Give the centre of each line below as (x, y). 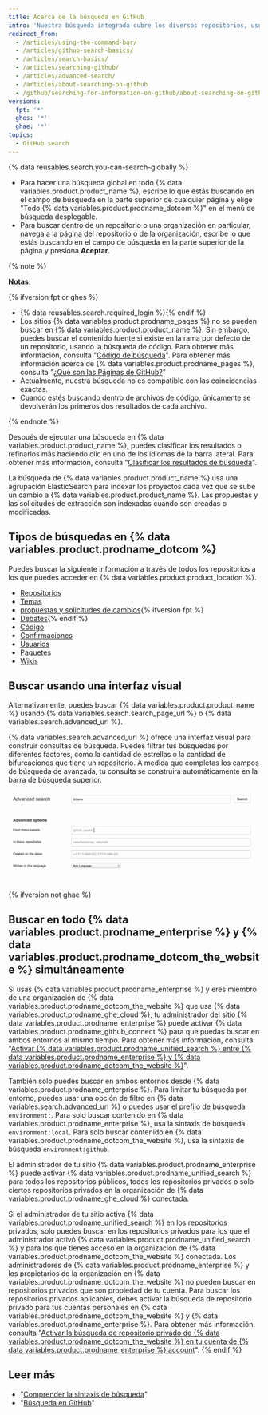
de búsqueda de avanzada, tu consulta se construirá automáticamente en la (133, 771)
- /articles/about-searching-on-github (82, 84)
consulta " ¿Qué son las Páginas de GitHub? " (93, 372)
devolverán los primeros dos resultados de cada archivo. (113, 406)
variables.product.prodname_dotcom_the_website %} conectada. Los (122, 1256)
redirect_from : (33, 34)
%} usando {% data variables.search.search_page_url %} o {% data (120, 713)
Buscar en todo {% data (69, 920)
